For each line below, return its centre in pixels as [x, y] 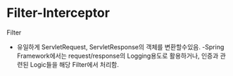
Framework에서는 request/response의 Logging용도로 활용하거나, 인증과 [118, 56]
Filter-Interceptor [58, 13]
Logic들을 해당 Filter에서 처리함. [74, 64]
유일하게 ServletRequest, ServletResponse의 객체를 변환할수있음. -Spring [120, 46]
